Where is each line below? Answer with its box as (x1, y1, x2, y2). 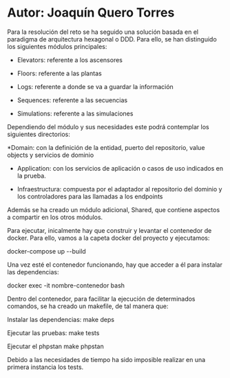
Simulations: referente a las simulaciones (17, 109, 134, 117)
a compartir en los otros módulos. (7, 213, 103, 221)
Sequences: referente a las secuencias (17, 95, 128, 104)
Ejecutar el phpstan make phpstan (7, 342, 105, 350)
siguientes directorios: (7, 130, 71, 138)
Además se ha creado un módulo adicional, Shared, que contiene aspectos (7, 205, 220, 214)
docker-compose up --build (7, 247, 86, 255)
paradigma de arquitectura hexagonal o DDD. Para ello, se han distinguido (7, 35, 217, 43)
